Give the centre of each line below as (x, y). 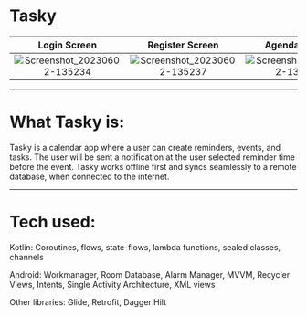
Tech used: (53, 222)
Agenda (282, 45)
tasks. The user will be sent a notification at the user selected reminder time (152, 157)
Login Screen (68, 45)
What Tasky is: (67, 122)
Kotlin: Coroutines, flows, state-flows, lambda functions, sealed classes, (145, 247)
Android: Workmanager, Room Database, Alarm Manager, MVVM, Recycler (150, 274)
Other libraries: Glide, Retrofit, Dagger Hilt (88, 301)
